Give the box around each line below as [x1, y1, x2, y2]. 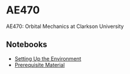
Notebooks [6, 40, 47, 50]
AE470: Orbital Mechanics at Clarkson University [6, 23, 124, 30]
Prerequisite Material [14, 61, 65, 68]
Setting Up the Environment [14, 55, 81, 62]
